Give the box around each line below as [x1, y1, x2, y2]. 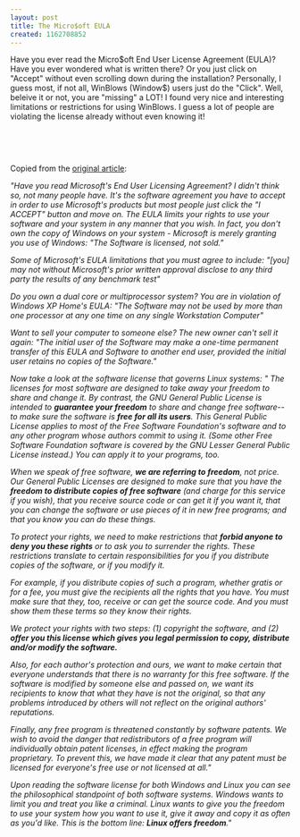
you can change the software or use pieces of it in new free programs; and [10, 504, 287, 515]
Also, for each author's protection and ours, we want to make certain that [10, 659, 282, 671]
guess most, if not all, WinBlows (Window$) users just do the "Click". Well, [10, 82, 284, 94]
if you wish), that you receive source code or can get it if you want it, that [10, 495, 280, 506]
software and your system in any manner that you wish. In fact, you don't [10, 218, 281, 229]
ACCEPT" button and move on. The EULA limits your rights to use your [10, 209, 270, 220]
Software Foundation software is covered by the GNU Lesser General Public [10, 440, 291, 451]
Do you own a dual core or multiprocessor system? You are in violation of [10, 292, 281, 302]
